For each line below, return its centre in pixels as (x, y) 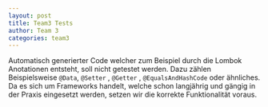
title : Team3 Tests (41, 23)
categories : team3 (39, 38)
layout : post (30, 16)
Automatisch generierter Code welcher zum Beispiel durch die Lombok (125, 61)
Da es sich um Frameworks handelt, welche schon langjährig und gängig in (132, 86)
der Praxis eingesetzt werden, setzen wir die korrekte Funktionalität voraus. (133, 95)
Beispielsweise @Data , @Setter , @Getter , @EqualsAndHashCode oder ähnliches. (134, 77)
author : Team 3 (34, 30)
